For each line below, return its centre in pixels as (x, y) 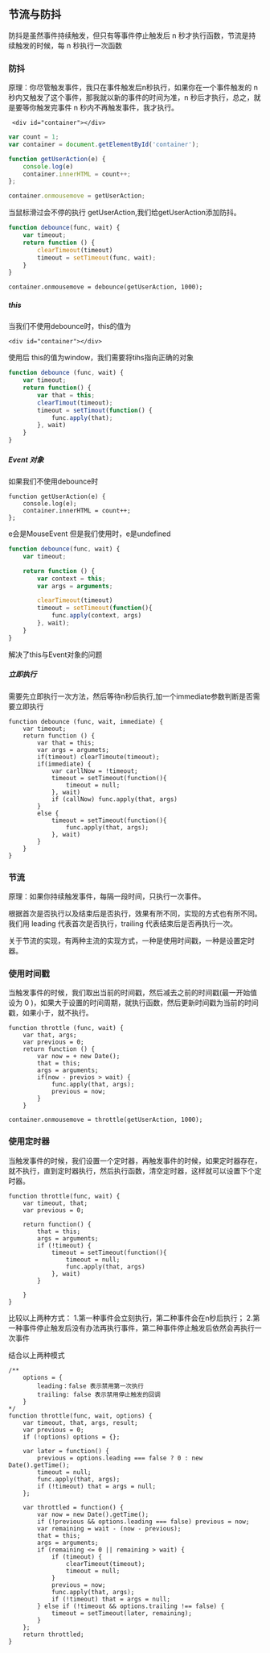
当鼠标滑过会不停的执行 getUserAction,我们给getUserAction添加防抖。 (125, 213)
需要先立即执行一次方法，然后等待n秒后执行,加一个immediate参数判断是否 (131, 696)
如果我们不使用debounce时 (53, 481)
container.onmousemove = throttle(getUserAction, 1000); (106, 1120)
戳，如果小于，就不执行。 (51, 1013)
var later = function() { (66, 1451)
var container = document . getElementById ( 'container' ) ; (104, 144)
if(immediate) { (64, 764)
